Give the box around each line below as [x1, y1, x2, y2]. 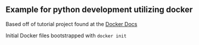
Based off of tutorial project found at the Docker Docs [5, 20, 138, 27]
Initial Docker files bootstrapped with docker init [5, 32, 127, 39]
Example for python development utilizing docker [5, 5, 193, 15]
